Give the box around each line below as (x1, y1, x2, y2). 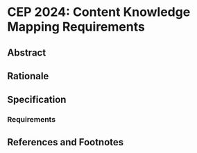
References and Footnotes (7, 136, 124, 148)
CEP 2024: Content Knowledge (7, 4, 191, 20)
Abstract (7, 47, 46, 58)
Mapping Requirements (7, 19, 146, 35)
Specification (7, 94, 67, 106)
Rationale (7, 70, 49, 82)
